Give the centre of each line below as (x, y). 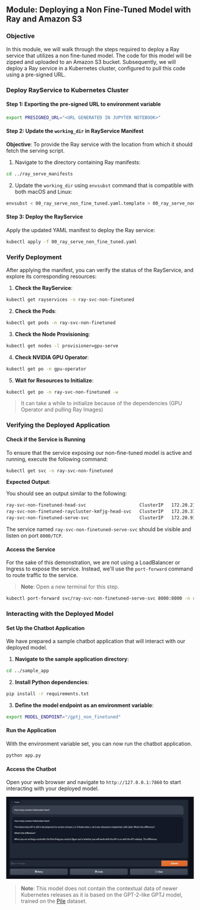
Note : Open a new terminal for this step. (70, 587)
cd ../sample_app (28, 671)
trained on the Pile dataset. (54, 901)
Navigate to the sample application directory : (72, 659)
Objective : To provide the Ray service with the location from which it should (99, 144)
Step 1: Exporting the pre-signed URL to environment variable (84, 104)
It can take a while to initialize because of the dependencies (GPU (101, 403)
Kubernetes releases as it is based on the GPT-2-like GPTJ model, (101, 895)
